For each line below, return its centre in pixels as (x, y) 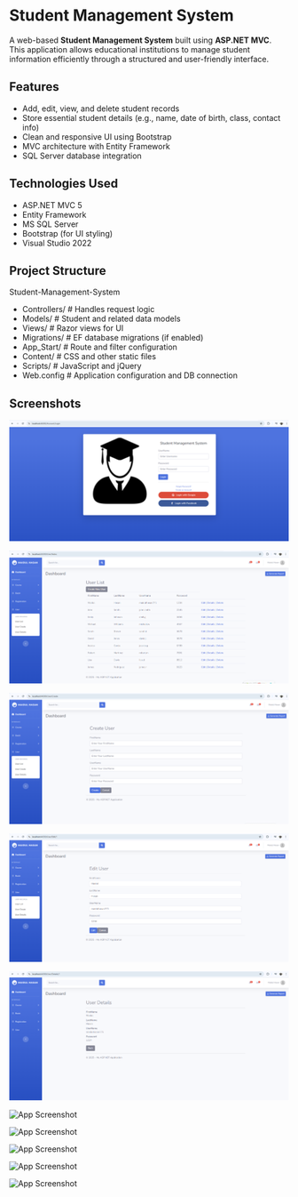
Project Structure (58, 271)
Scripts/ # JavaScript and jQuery (82, 366)
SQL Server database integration (82, 156)
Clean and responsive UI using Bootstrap (97, 137)
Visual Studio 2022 (57, 243)
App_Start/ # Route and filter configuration (99, 347)
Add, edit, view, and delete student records (101, 108)
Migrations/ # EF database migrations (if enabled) (113, 338)
